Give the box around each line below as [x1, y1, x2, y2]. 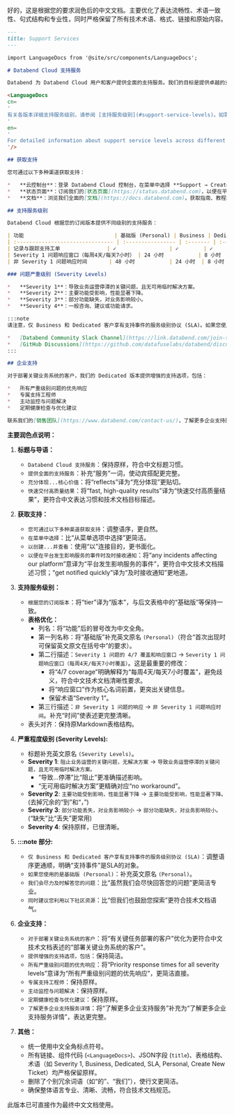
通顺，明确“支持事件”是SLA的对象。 [40, 861, 143, 869]
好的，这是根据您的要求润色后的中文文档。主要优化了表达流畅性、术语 [7, 6, 209, 14]
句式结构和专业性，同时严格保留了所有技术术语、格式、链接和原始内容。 [19, 15, 227, 23]
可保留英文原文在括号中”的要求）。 [38, 641, 136, 649]
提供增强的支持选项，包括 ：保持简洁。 [27, 951, 127, 960]
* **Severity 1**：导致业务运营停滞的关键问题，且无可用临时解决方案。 [7, 283, 198, 291]
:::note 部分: [17, 837, 54, 845]
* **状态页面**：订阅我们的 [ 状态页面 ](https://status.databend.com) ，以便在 [7, 187, 223, 195]
